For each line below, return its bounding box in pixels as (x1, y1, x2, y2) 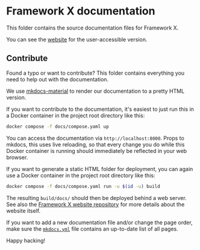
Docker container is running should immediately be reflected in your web (6, 147, 187, 154)
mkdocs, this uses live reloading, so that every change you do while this (6, 140, 185, 148)
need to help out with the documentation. (6, 75, 109, 83)
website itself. (6, 207, 41, 214)
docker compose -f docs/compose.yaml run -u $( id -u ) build (6, 183, 161, 189)
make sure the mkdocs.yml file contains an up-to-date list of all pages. (6, 225, 179, 233)
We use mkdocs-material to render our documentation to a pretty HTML (6, 87, 185, 95)
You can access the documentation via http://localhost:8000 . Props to (6, 134, 185, 142)
